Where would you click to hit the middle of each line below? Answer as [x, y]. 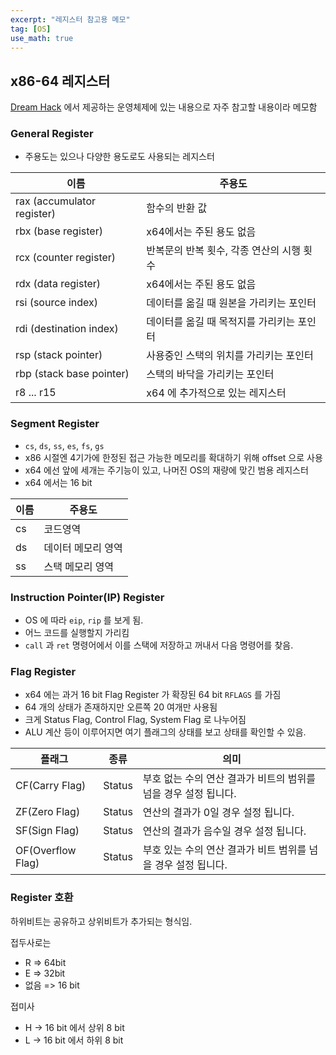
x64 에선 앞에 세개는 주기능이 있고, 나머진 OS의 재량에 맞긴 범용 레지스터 [166, 470]
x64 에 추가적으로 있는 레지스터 [216, 393]
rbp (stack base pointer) [72, 374]
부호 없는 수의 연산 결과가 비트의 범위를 [229, 779]
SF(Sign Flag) [47, 831]
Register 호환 [42, 898]
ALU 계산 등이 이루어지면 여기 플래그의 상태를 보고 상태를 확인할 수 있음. [165, 732]
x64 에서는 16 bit [58, 482]
